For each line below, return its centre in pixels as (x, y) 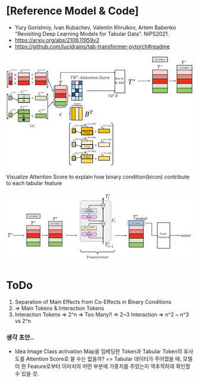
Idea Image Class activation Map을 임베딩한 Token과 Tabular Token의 (98, 351)
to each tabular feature (34, 183)
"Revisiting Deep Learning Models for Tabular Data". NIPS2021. (92, 33)
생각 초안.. (20, 337)
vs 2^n (23, 320)
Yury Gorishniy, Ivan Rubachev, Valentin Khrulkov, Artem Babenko (95, 27)
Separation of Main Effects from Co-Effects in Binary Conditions (93, 301)
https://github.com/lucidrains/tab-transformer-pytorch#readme (92, 46)
